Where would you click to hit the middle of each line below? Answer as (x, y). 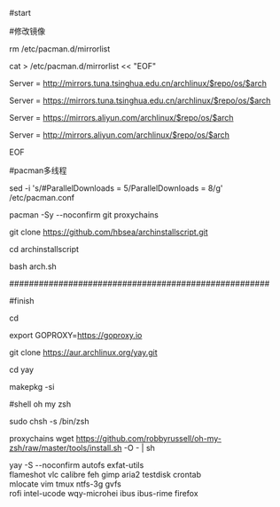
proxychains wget (42, 438)
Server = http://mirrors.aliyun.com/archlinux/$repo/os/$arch (120, 135)
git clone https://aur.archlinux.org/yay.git (83, 353)
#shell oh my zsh (40, 404)
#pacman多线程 (38, 170)
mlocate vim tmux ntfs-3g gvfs (65, 484)
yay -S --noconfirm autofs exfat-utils (77, 465)
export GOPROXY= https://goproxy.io (76, 335)
